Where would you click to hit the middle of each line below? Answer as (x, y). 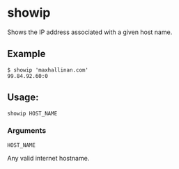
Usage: (23, 98)
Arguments (27, 131)
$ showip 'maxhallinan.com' (48, 70)
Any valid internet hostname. (48, 158)
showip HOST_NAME (32, 113)
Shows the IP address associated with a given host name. (90, 32)
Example (26, 54)
